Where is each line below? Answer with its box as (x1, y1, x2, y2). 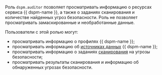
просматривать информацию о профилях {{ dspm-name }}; (12, 38, 135, 44)
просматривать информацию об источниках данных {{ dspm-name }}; (12, 44, 158, 49)
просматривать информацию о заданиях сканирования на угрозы (12, 49, 150, 55)
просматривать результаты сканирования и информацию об (12, 59, 139, 65)
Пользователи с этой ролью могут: (5, 29, 79, 35)
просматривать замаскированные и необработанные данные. (5, 19, 135, 25)
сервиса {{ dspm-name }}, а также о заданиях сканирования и (5, 9, 135, 15)
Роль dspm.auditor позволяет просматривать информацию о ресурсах (5, 4, 152, 10)
